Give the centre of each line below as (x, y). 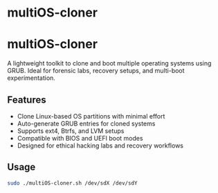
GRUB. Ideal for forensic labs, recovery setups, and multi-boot (96, 71)
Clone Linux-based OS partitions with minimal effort (91, 116)
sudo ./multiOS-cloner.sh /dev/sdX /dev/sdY (72, 183)
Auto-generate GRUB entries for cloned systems (86, 123)
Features (27, 100)
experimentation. (31, 78)
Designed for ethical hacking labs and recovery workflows (100, 145)
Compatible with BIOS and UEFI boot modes (80, 138)
